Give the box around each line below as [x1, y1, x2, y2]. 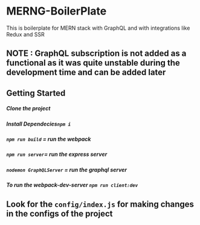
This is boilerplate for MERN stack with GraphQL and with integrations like [6, 24, 190, 32]
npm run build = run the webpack [6, 135, 91, 143]
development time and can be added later [6, 67, 166, 78]
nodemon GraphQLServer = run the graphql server [6, 166, 127, 173]
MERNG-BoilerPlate [6, 4, 107, 18]
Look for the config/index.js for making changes [6, 199, 195, 209]
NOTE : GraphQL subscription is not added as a [6, 49, 187, 59]
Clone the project [6, 105, 51, 112]
